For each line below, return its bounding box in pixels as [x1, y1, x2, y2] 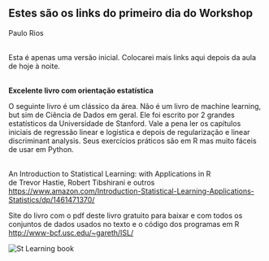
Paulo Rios [8, 28, 44, 37]
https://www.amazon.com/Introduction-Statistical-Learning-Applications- [8, 186, 254, 196]
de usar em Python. [8, 144, 75, 154]
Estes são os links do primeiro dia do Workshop [8, 7, 254, 20]
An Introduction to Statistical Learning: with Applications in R [8, 168, 211, 178]
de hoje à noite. [8, 61, 61, 71]
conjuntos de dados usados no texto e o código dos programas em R [8, 219, 240, 228]
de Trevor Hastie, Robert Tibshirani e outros [8, 177, 155, 187]
